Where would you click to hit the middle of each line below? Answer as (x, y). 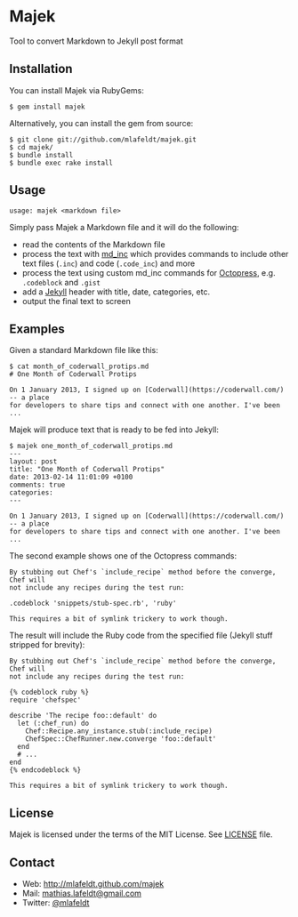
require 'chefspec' (45, 700)
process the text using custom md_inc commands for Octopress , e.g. (149, 272)
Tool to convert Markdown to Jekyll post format (97, 41)
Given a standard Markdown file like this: (84, 350)
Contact (32, 862)
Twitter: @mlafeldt (56, 903)
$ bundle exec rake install (61, 163)
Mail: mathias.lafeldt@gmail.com (82, 893)
